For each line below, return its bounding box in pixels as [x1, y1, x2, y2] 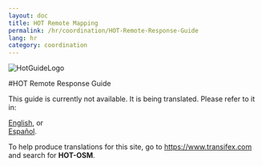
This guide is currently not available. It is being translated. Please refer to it [8, 94, 255, 104]
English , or [8, 118, 44, 128]
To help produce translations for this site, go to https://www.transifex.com [8, 142, 252, 152]
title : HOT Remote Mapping [8, 19, 99, 27]
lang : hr [8, 34, 38, 42]
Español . [8, 127, 38, 136]
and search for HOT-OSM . [8, 151, 95, 160]
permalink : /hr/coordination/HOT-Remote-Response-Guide [8, 26, 199, 34]
